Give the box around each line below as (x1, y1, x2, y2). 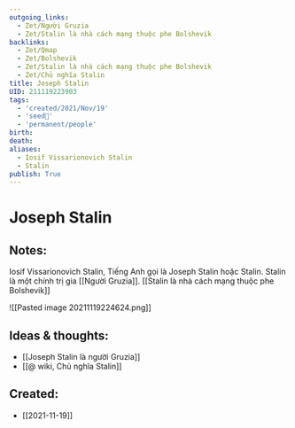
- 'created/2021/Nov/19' (17, 104, 109, 113)
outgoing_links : (9, 12, 69, 22)
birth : (9, 128, 34, 137)
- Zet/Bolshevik (17, 54, 77, 63)
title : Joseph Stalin (9, 79, 89, 88)
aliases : (9, 144, 42, 153)
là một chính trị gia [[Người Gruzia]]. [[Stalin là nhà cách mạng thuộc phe (9, 276, 275, 286)
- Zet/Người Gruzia (17, 21, 89, 30)
